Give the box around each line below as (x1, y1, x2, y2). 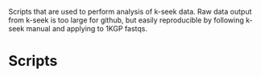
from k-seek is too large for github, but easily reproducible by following (8, 15, 244, 25)
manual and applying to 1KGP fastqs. (26, 24, 147, 33)
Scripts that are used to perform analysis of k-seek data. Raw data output (8, 7, 252, 16)
